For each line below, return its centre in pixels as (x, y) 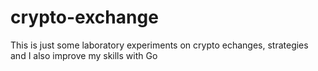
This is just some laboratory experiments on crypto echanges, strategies (159, 45)
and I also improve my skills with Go (84, 55)
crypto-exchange (84, 17)
